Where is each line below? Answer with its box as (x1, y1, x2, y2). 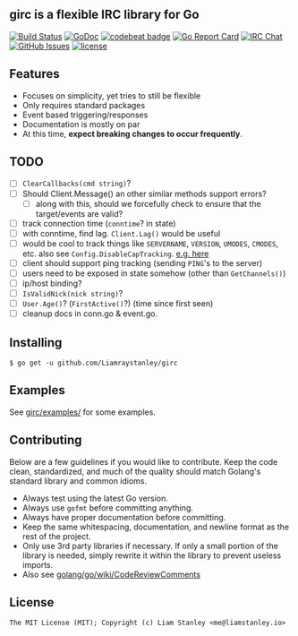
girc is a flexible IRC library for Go (9, 7, 200, 22)
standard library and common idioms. (9, 475, 148, 486)
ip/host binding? (21, 278, 82, 288)
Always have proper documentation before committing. (21, 511, 226, 522)
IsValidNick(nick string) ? (21, 288, 123, 298)
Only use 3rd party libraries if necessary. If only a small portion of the (21, 540, 279, 551)
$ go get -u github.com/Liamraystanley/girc (9, 358, 178, 367)
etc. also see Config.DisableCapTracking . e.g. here (21, 248, 209, 259)
